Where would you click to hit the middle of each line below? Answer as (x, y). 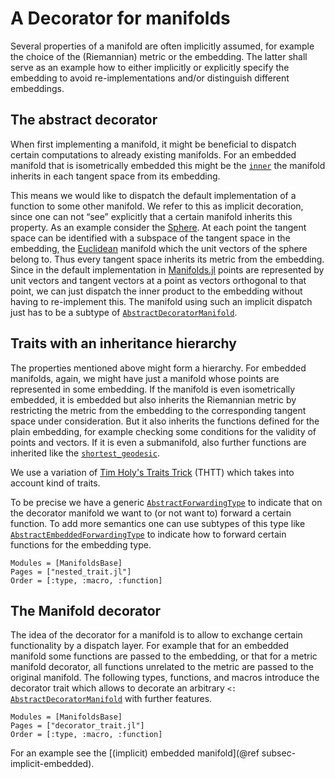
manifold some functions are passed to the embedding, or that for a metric (164, 656)
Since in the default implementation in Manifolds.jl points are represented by (167, 269)
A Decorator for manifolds (120, 18)
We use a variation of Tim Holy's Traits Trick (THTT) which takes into (152, 472)
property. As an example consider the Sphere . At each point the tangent (158, 227)
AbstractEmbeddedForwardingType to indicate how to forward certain (148, 534)
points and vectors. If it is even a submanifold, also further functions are (158, 442)
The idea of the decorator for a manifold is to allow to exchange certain (156, 635)
